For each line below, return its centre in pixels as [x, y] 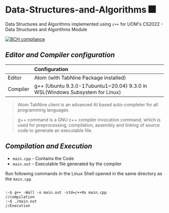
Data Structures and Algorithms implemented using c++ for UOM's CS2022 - [84, 24]
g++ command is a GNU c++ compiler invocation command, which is [89, 119]
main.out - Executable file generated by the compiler [67, 164]
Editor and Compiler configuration [60, 55]
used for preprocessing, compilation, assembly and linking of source [89, 125]
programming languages [43, 110]
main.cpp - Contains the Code [43, 158]
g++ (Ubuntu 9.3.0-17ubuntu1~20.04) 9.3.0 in [91, 86]
